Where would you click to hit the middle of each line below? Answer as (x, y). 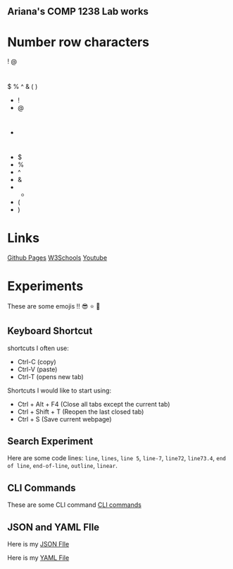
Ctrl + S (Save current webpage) (64, 419)
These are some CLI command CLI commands (75, 505)
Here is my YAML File (38, 558)
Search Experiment (50, 441)
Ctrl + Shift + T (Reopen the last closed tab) (81, 412)
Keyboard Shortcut (50, 331)
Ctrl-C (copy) (37, 361)
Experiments (45, 286)
